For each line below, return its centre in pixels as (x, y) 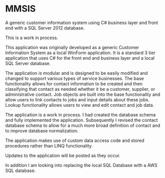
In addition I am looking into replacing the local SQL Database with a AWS (81, 165)
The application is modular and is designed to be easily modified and (77, 73)
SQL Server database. (28, 63)
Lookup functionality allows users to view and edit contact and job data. (80, 105)
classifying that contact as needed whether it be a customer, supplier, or (80, 89)
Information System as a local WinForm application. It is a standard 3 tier (80, 53)
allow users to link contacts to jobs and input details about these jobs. (77, 100)
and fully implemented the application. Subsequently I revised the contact (81, 120)
